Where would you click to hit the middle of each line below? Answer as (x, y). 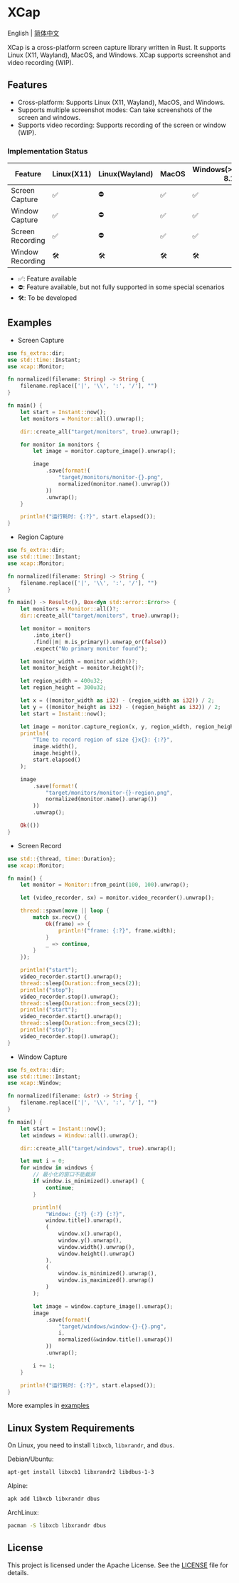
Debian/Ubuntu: (31, 1459)
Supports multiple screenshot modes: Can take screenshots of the (115, 110)
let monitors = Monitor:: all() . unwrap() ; (82, 418)
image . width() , (55, 747)
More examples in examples (48, 1406)
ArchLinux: (23, 1513)
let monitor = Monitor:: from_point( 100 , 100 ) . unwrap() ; (105, 885)
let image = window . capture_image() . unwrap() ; (103, 1306)
